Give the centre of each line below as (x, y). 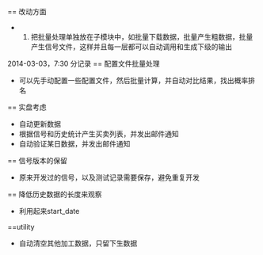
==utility (21, 227)
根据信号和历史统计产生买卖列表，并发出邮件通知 (99, 134)
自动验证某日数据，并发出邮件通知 (74, 144)
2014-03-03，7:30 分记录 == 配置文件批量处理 (84, 63)
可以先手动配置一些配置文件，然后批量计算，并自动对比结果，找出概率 (133, 80)
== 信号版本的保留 (38, 160)
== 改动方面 (27, 11)
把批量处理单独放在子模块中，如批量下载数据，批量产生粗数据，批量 (142, 37)
